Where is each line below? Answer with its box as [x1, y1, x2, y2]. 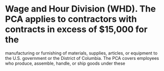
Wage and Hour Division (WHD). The [5, 3, 156, 14]
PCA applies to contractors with [5, 14, 137, 25]
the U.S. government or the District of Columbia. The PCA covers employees [5, 55, 159, 61]
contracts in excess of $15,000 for [5, 24, 148, 35]
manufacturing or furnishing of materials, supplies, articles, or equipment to [5, 50, 158, 56]
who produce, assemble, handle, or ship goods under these [5, 60, 126, 66]
